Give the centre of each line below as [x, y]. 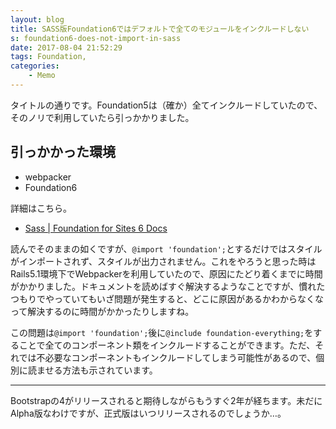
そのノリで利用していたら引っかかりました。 [102, 117]
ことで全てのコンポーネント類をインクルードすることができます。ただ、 [167, 345]
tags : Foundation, [48, 57]
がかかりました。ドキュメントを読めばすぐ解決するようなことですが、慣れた [168, 286]
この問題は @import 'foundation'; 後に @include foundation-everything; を [162, 332]
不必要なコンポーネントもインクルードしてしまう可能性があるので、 [176, 357]
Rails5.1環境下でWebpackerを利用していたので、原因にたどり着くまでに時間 [166, 273]
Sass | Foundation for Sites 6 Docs [96, 228]
